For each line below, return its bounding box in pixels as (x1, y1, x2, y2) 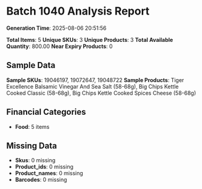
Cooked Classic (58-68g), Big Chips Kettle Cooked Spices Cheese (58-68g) (6, 89, 197, 97)
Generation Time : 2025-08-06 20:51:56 (6, 24, 107, 32)
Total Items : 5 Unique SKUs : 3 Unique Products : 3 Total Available (6, 36, 173, 43)
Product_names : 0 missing (15, 170, 84, 177)
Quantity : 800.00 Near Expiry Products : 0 (6, 43, 113, 50)
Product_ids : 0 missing (15, 163, 74, 171)
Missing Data (6, 140, 58, 151)
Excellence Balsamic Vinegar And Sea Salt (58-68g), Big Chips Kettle (6, 83, 179, 90)
